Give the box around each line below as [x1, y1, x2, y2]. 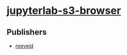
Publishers [6, 27, 47, 37]
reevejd [15, 42, 34, 49]
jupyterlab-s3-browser [6, 4, 122, 17]
